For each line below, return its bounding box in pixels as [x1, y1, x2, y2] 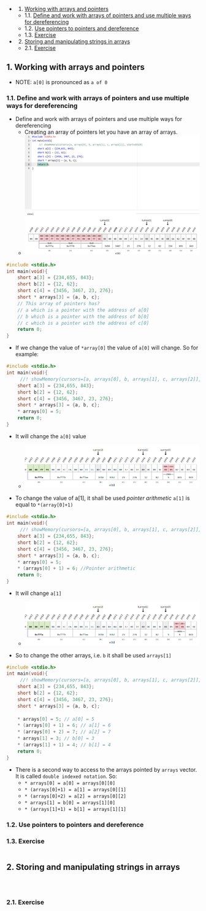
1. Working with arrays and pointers [6, 62, 145, 72]
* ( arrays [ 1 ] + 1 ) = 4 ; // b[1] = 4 [17, 742, 112, 748]
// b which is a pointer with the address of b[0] [17, 313, 150, 320]
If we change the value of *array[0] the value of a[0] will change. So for [15, 344, 199, 352]
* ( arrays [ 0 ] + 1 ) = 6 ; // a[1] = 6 [17, 723, 112, 729]
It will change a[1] [15, 589, 62, 597]
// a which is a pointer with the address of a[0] [17, 307, 150, 313]
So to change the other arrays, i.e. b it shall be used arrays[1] [15, 651, 172, 659]
